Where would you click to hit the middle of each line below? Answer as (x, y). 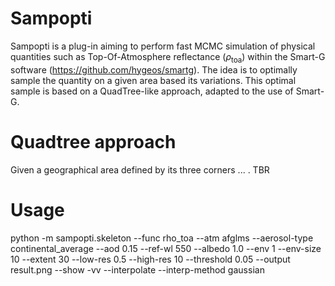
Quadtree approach (93, 141)
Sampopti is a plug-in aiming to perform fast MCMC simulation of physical (163, 46)
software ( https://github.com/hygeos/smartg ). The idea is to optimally (154, 69)
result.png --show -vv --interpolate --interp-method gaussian (137, 269)
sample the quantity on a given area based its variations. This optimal (153, 80)
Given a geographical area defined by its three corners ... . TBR (140, 169)
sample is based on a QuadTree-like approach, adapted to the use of (152, 91)
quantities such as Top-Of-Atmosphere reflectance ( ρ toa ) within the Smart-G (168, 57)
